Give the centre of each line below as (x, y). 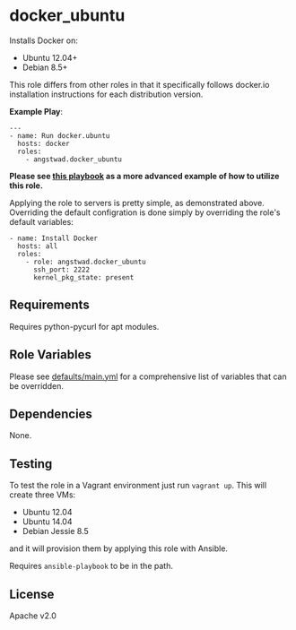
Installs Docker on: (44, 40)
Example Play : (36, 111)
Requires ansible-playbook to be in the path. (91, 566)
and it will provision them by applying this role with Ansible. (119, 548)
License (32, 594)
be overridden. (37, 385)
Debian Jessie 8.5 (56, 531)
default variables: (41, 221)
